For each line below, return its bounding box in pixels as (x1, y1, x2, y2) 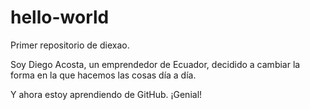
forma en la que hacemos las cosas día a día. (10, 69, 197, 81)
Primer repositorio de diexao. (10, 39, 130, 51)
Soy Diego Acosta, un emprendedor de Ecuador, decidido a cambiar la (10, 58, 301, 70)
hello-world (10, 6, 110, 29)
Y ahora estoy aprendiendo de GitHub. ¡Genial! (10, 88, 203, 100)
